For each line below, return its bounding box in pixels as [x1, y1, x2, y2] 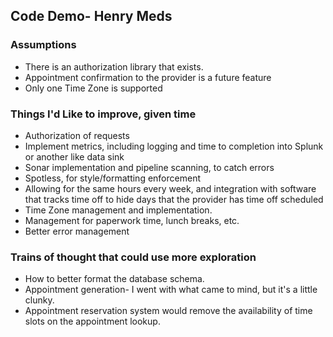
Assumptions [10, 38, 77, 52]
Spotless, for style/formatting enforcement [24, 172, 201, 184]
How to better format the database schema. [24, 273, 205, 285]
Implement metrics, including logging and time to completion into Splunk [24, 140, 324, 152]
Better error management [24, 225, 130, 237]
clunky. [24, 294, 55, 306]
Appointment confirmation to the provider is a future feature [24, 71, 272, 83]
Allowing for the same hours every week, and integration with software [24, 182, 317, 194]
